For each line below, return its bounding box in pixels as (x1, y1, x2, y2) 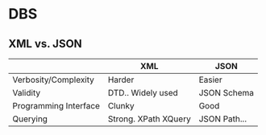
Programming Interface (12, 100, 101, 111)
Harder (107, 74, 135, 85)
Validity (12, 88, 41, 98)
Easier (198, 74, 223, 85)
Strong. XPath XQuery (107, 113, 191, 125)
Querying (12, 113, 48, 125)
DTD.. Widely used (107, 88, 179, 98)
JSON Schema (198, 88, 255, 98)
